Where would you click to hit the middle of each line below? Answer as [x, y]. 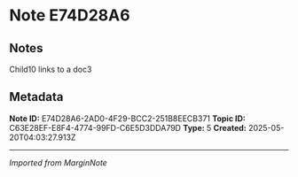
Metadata [36, 97]
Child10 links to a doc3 [51, 69]
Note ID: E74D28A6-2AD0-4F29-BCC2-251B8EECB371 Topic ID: [127, 118]
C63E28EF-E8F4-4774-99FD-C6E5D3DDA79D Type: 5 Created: [128, 127]
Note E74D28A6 [70, 15]
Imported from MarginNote [59, 162]
